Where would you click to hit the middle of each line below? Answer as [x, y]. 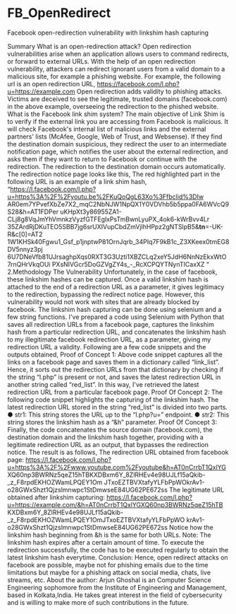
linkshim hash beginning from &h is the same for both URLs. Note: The [109, 535]
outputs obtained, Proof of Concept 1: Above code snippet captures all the [115, 354]
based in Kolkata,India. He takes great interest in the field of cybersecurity [115, 595]
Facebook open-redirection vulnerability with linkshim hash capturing [108, 33]
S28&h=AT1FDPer [33, 212]
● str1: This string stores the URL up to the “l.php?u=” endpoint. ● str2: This [118, 415]
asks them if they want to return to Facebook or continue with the [102, 159]
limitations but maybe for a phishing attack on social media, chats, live [109, 572]
